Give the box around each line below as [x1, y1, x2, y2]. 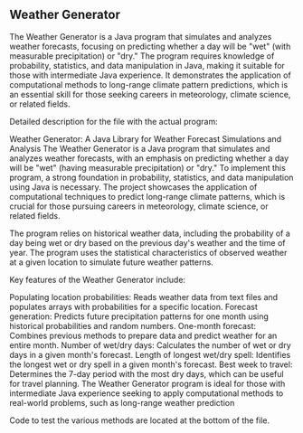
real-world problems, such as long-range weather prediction [9, 397, 235, 408]
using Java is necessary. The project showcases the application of [9, 181, 258, 193]
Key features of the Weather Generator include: [9, 274, 186, 285]
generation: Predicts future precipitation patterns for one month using [9, 311, 270, 322]
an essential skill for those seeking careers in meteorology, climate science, [9, 89, 291, 99]
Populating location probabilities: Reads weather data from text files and [9, 291, 279, 302]
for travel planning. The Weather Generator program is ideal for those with [9, 378, 286, 389]
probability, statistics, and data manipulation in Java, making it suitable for [9, 60, 285, 71]
